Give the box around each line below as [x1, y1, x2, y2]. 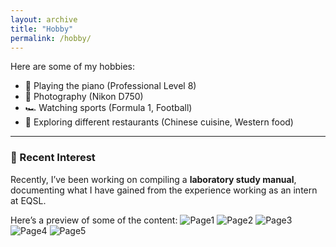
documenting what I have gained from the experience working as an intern [10, 184, 318, 196]
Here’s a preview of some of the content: [10, 214, 178, 226]
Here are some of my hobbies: [10, 61, 136, 73]
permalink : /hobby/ [10, 33, 92, 43]
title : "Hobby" [10, 24, 74, 34]
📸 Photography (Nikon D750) [24, 91, 144, 103]
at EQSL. [10, 194, 47, 206]
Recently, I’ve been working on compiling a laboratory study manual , [10, 173, 297, 185]
